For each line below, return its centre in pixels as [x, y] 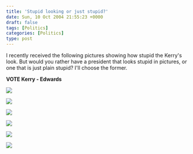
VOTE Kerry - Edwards [34, 79]
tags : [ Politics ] [27, 28]
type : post [19, 39]
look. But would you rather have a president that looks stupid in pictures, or [96, 61]
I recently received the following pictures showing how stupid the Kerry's [94, 55]
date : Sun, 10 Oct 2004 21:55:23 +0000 [55, 17]
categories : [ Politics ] [35, 33]
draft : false [22, 22]
